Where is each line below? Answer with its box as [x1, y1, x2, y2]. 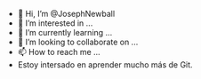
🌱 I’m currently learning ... [17, 28, 113, 37]
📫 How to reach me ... [17, 47, 100, 57]
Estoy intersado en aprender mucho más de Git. [17, 59, 193, 70]
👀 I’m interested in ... [17, 18, 93, 28]
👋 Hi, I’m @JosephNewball [17, 9, 116, 19]
